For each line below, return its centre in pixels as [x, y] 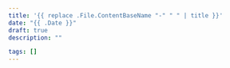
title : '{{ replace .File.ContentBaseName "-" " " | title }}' [116, 15]
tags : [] [23, 52]
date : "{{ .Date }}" [43, 23]
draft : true [28, 30]
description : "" [35, 38]
